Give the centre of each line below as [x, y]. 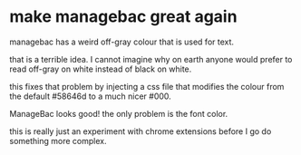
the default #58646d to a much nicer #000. [91, 96]
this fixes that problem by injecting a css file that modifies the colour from [147, 86]
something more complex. [58, 140]
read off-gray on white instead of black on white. [101, 69]
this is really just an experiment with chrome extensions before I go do [141, 131]
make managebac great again [123, 17]
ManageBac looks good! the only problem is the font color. [119, 113]
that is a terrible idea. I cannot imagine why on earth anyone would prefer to [151, 59]
